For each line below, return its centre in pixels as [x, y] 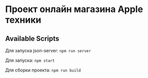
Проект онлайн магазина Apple [74, 9]
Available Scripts [32, 38]
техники [23, 20]
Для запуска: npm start [30, 60]
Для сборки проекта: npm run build [43, 70]
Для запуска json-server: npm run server [48, 51]
